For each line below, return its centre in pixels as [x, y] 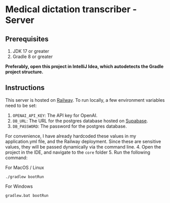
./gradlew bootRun [25, 177]
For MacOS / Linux [25, 167]
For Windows [19, 186]
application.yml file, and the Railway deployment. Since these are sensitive [83, 141]
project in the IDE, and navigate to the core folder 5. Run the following [78, 152]
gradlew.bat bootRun [27, 195]
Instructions [25, 88]
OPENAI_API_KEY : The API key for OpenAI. [55, 115]
